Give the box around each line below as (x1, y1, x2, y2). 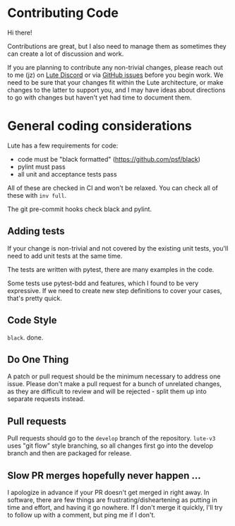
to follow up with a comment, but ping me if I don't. (7, 510, 156, 519)
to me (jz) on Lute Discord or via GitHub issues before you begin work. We (7, 71, 224, 79)
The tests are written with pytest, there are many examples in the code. (7, 265, 215, 273)
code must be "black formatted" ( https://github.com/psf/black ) (17, 155, 201, 163)
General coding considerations (7, 118, 193, 134)
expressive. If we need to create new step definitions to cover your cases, (7, 286, 222, 294)
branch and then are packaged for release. (7, 449, 132, 458)
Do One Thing (7, 353, 69, 365)
